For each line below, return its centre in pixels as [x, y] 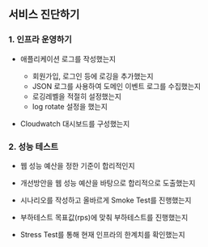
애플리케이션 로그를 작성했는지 [68, 58]
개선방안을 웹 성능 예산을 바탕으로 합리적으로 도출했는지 [108, 183]
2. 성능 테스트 [34, 147]
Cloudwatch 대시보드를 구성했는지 [75, 123]
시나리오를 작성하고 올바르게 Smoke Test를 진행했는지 [106, 200]
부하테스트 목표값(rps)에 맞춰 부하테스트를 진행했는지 [104, 217]
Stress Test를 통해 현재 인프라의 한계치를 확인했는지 [102, 234]
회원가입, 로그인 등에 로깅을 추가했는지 [93, 76]
